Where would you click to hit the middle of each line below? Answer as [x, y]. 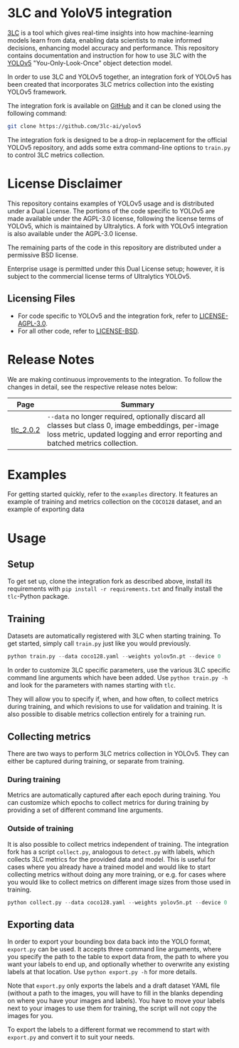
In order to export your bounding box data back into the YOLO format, [110, 942]
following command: [37, 113]
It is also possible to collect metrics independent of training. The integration [118, 844]
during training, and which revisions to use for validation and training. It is [115, 707]
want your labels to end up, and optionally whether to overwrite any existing [118, 964]
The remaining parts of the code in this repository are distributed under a [115, 247]
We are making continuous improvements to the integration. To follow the [115, 379]
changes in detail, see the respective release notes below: [92, 387]
